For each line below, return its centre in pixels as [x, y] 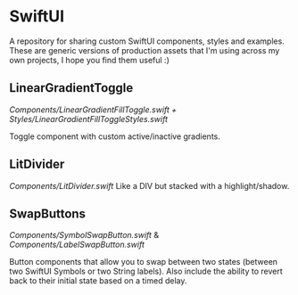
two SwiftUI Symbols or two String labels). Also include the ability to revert [146, 271]
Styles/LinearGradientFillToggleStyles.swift [88, 119]
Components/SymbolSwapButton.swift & [84, 235]
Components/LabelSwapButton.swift [77, 245]
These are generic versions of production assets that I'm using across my [145, 50]
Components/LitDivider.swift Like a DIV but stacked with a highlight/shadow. [149, 185]
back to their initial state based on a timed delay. [98, 281]
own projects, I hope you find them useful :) [89, 60]
